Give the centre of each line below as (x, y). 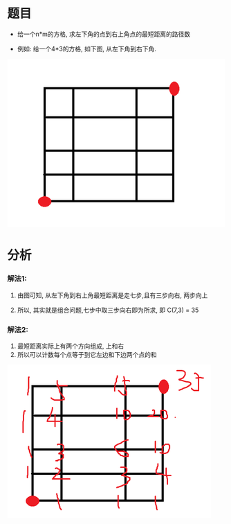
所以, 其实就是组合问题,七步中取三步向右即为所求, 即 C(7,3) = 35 (108, 310)
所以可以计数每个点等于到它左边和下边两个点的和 (87, 355)
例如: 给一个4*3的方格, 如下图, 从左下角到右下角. (87, 49)
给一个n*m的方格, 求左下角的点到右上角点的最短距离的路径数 (104, 34)
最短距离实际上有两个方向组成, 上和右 (71, 346)
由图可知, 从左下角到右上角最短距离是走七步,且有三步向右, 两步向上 (112, 295)
